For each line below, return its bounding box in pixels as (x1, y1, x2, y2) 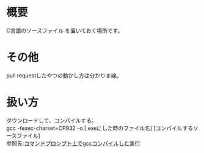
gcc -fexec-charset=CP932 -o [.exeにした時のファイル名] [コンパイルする (6, 124, 194, 132)
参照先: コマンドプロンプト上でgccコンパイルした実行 (6, 140, 140, 147)
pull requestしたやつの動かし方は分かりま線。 (6, 71, 122, 79)
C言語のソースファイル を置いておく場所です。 (6, 27, 123, 34)
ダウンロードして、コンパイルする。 (6, 116, 97, 124)
